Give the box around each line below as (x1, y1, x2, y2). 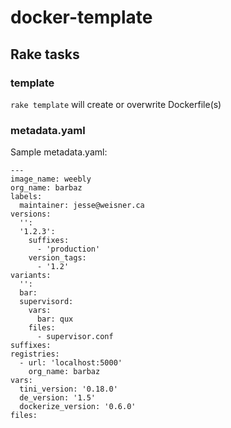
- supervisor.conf (36, 332, 114, 342)
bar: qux (36, 314, 74, 325)
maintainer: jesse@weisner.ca (19, 201, 145, 211)
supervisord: (19, 297, 74, 307)
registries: (10, 349, 60, 360)
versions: (10, 209, 52, 220)
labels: (10, 192, 43, 202)
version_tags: (28, 253, 87, 263)
